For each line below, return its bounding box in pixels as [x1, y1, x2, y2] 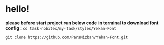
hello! [5, 3, 29, 15]
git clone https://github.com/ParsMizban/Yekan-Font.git [5, 35, 128, 40]
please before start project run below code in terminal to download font [5, 20, 159, 26]
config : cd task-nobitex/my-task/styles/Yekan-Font [5, 25, 117, 31]
